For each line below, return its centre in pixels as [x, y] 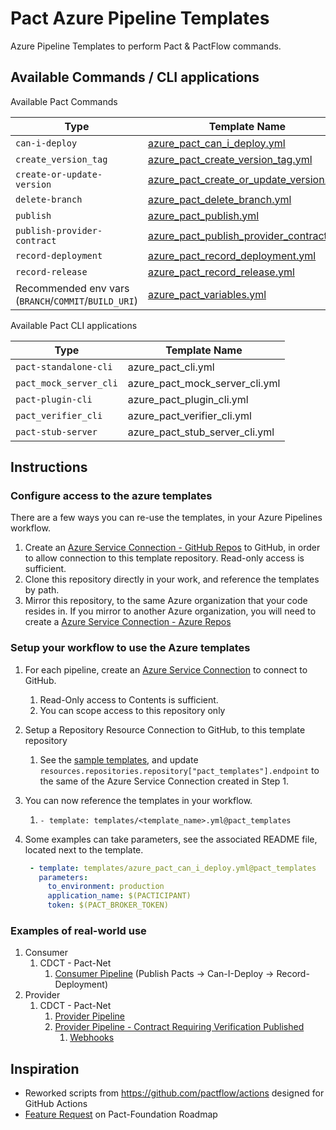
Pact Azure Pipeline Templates [140, 18]
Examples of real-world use [78, 931]
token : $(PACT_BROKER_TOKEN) [108, 905]
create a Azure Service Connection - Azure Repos [128, 622]
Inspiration [45, 1068]
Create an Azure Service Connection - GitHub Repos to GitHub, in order [172, 548]
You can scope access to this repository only [132, 710]
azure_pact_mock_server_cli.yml [204, 383]
